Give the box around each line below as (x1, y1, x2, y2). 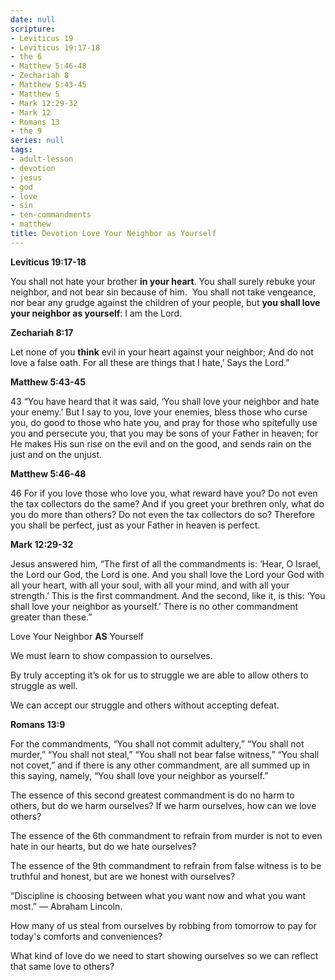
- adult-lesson (10, 154, 74, 164)
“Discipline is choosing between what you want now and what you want (10, 889, 307, 901)
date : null (10, 14, 56, 25)
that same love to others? (10, 960, 115, 972)
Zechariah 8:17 (10, 326, 74, 338)
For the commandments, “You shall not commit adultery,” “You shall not (10, 737, 305, 750)
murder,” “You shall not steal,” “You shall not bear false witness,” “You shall (10, 748, 320, 760)
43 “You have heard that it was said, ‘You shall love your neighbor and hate (10, 395, 320, 407)
